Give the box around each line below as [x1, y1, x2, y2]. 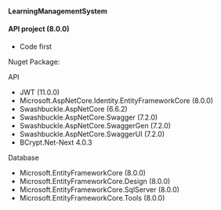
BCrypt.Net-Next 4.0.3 [19, 138, 92, 147]
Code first [19, 42, 53, 51]
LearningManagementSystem [8, 6, 108, 16]
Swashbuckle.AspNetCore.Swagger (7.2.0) [19, 112, 158, 122]
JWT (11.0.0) [19, 87, 60, 97]
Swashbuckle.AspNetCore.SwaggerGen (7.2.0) [19, 120, 171, 130]
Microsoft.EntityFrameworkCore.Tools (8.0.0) [19, 193, 165, 202]
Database [8, 153, 39, 162]
